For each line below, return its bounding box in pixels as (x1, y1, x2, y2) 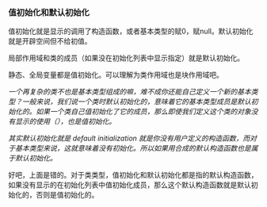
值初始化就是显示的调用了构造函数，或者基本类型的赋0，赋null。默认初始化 (8, 26, 254, 36)
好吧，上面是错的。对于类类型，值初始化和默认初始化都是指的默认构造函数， (8, 171, 258, 180)
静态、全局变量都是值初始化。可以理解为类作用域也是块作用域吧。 (8, 70, 223, 80)
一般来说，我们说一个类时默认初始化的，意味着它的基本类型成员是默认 (21, 97, 251, 106)
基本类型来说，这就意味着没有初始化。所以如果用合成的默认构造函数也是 (14, 144, 251, 153)
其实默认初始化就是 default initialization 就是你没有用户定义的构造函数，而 (8, 133, 250, 144)
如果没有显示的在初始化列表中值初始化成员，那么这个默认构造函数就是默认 (8, 180, 251, 190)
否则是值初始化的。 (35, 190, 99, 200)
